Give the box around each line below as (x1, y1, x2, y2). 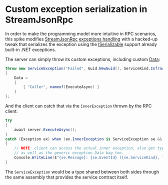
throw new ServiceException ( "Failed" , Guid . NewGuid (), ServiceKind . (5, 66, 151, 71)
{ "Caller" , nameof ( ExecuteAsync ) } (23, 84, 99, 89)
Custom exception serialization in (5, 3, 147, 15)
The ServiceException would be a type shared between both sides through (5, 168, 159, 174)
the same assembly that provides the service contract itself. (5, 174, 128, 180)
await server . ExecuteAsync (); (14, 127, 77, 132)
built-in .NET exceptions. (5, 46, 56, 52)
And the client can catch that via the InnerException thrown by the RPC (5, 103, 152, 109)
